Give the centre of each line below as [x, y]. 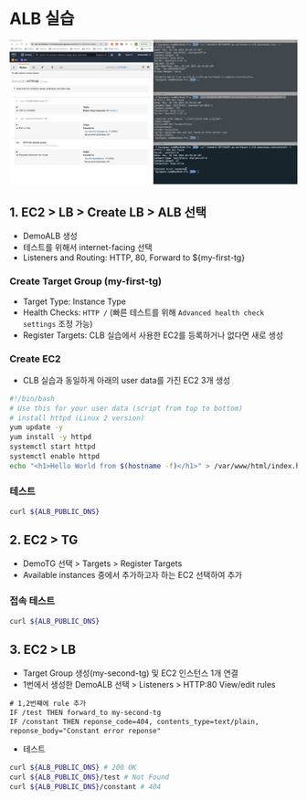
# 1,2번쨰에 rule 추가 [48, 703]
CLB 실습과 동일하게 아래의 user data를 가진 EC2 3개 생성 [127, 380]
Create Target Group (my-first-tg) [86, 281]
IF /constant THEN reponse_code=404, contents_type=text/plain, [134, 721]
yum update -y [37, 427]
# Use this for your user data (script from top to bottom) [127, 408]
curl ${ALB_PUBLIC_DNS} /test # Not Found [90, 777]
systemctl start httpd [53, 447]
